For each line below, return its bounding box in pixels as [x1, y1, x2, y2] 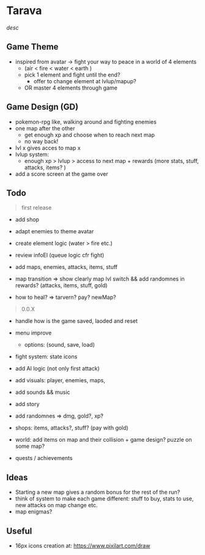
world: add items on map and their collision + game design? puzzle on [15, 436, 192, 444]
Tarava [6, 4, 42, 18]
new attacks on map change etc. [15, 502, 98, 509]
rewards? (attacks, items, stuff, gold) [15, 282, 108, 289]
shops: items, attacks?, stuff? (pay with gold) [15, 424, 129, 432]
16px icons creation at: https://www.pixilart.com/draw [15, 542, 151, 549]
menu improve [15, 329, 52, 337]
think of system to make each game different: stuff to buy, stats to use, [15, 495, 194, 502]
